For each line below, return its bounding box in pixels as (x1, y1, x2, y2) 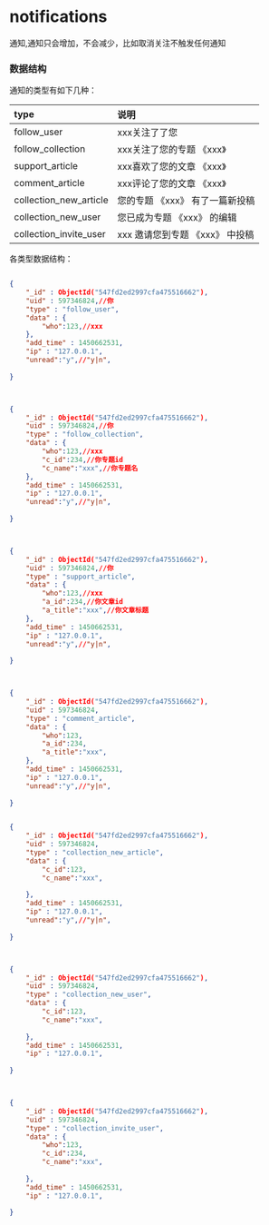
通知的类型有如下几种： (9, 84, 97, 96)
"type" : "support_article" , (25, 572, 136, 581)
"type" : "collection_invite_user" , (25, 1123, 165, 1132)
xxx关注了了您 (117, 126, 178, 139)
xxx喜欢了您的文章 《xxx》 (117, 161, 226, 173)
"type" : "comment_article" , (25, 714, 136, 723)
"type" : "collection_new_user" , (25, 990, 152, 1000)
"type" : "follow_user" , (25, 304, 120, 314)
